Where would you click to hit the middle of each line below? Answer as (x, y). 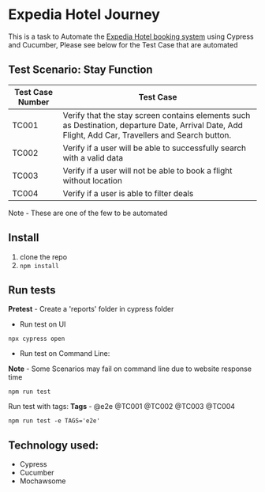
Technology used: (54, 445)
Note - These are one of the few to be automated (88, 213)
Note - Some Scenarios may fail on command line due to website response (130, 369)
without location (92, 180)
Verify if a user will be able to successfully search (155, 148)
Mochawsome (43, 481)
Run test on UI (43, 324)
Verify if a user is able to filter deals (128, 193)
